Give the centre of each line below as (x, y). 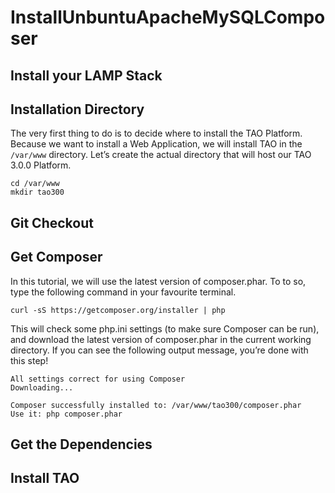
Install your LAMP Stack (86, 75)
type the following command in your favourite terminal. (123, 292)
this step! (29, 360)
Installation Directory (77, 109)
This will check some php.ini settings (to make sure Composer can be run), (165, 328)
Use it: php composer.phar (66, 414)
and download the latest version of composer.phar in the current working (161, 339)
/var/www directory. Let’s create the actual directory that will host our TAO (161, 155)
